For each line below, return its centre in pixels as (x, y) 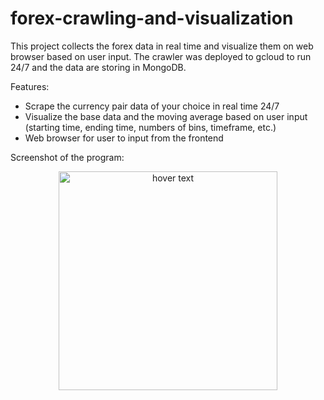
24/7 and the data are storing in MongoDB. (98, 67)
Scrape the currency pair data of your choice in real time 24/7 (152, 106)
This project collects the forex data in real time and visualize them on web (162, 46)
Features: (30, 86)
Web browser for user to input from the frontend (124, 138)
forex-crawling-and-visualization (152, 18)
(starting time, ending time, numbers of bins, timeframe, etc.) (150, 127)
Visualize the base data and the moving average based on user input (166, 116)
